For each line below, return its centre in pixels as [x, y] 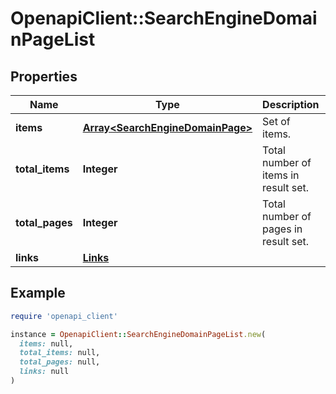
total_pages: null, [60, 362]
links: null [44, 372]
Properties [44, 76]
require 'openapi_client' [64, 316]
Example [38, 293]
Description [291, 104]
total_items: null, [60, 353]
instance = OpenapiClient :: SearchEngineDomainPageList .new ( [138, 334]
